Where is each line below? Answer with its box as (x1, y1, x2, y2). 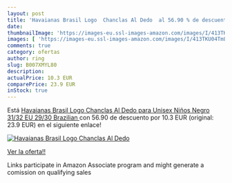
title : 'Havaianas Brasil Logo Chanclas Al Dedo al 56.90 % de (7, 17, 199, 23)
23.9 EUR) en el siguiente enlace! (7, 121, 102, 129)
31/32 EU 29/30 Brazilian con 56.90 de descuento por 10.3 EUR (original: (7, 113, 214, 122)
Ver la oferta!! (7, 148, 46, 156)
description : (7, 68, 45, 75)
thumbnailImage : (7, 29, 54, 37)
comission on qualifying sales (7, 168, 92, 177)
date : (7, 23, 23, 30)
